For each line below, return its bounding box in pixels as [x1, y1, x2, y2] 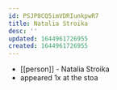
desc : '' [8, 27, 38, 35]
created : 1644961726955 [8, 42, 89, 50]
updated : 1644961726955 [8, 34, 89, 43]
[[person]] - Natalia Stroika [19, 64, 111, 74]
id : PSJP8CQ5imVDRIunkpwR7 [8, 11, 99, 20]
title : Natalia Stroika [8, 19, 89, 28]
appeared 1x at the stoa [19, 73, 98, 83]
